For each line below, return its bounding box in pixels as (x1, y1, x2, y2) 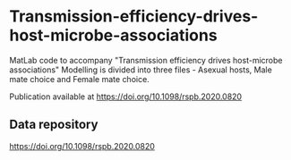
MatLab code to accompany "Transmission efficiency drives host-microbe (9, 55, 283, 65)
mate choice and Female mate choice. (9, 73, 150, 84)
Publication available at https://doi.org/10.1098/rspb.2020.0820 (9, 91, 243, 102)
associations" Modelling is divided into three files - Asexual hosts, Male (9, 64, 273, 75)
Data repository (9, 117, 98, 132)
